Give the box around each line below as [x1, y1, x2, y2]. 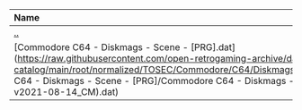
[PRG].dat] [190, 41, 236, 53]
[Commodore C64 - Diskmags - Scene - [13, 41, 189, 53]
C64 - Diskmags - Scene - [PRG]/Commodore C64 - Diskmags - [13, 75, 295, 87]
